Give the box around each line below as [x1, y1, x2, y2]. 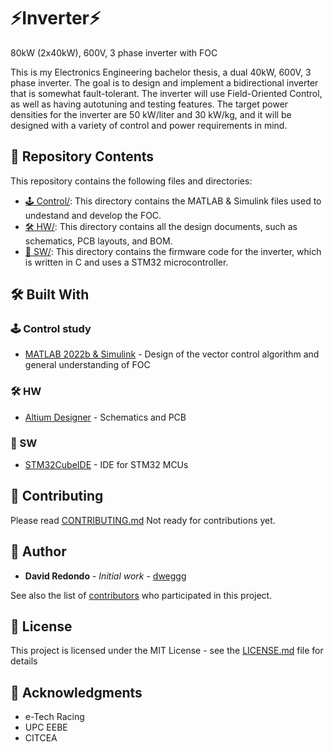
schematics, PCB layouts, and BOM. [24, 235, 173, 247]
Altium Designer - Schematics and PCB [24, 411, 187, 423]
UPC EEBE [24, 721, 68, 734]
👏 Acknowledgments [10, 684, 143, 701]
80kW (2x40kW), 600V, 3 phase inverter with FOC [10, 46, 218, 59]
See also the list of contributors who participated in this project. [10, 589, 273, 601]
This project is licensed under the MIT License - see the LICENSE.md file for [10, 645, 324, 657]
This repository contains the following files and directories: [10, 175, 253, 187]
